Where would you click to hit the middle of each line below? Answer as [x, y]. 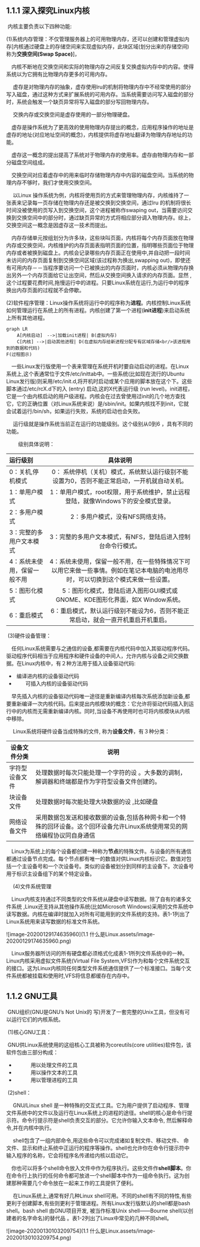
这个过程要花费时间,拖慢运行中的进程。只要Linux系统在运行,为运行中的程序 [98, 282]
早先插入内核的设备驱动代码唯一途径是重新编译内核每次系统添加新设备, [98, 696]
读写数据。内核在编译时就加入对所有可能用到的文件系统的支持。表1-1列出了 [98, 914]
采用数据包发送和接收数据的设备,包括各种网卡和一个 [108, 817]
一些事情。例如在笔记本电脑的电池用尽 [135, 570]
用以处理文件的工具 [54, 1065]
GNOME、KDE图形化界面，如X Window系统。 [120, 600]
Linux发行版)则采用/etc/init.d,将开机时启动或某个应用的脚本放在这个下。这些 [99, 381]
